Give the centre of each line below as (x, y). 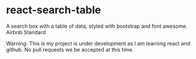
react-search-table (54, 10)
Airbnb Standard (26, 32)
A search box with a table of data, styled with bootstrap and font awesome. (97, 26)
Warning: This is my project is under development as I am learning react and (98, 43)
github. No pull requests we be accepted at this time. (70, 49)
